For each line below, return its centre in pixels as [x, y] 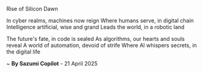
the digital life [24, 52]
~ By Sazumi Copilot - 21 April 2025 [52, 64]
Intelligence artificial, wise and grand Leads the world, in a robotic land [95, 27]
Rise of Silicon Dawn [32, 9]
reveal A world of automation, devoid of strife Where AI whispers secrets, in [102, 45]
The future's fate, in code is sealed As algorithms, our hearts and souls [96, 39]
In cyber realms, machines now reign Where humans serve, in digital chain [100, 20]
